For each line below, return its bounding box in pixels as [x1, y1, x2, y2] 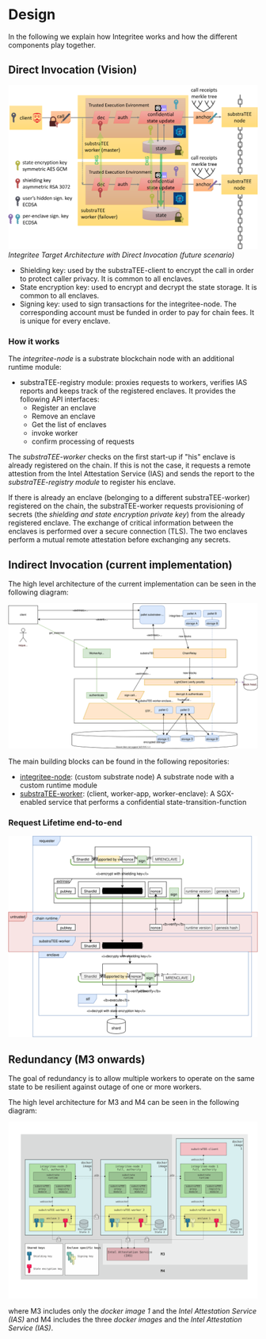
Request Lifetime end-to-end [8, 818, 123, 829]
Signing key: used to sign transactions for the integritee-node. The [19, 299, 237, 309]
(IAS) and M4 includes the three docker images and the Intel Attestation [8, 1315, 243, 1325]
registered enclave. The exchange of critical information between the [8, 518, 234, 528]
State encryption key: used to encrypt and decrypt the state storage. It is [19, 282, 257, 291]
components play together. [8, 40, 97, 49]
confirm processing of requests [31, 437, 135, 446]
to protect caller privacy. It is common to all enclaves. [19, 274, 194, 283]
